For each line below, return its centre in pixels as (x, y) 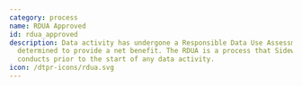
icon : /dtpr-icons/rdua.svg (62, 68)
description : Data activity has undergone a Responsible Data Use (136, 43)
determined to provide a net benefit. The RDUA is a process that (144, 51)
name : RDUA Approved (48, 26)
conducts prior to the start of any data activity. (116, 59)
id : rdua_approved (44, 34)
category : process (44, 17)
